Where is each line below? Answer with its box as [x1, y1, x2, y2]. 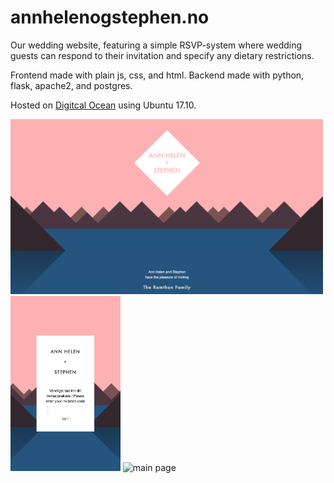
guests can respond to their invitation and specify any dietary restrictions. [10, 49, 315, 61]
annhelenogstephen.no [10, 6, 210, 29]
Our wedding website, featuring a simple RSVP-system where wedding [10, 39, 303, 51]
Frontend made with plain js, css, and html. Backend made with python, [10, 69, 305, 81]
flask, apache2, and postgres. [10, 79, 133, 91]
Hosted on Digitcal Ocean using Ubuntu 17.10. [10, 99, 197, 111]
